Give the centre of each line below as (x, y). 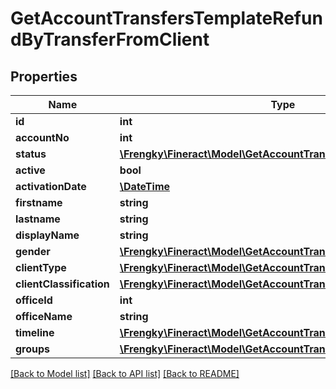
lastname (38, 219)
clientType (41, 267)
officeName (44, 316)
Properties (44, 76)
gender (33, 251)
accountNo (42, 137)
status (31, 154)
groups (33, 349)
